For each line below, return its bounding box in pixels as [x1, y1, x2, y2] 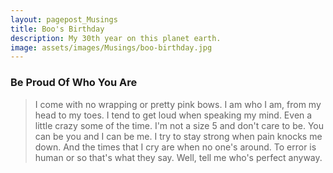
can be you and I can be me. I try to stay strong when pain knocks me [34, 130, 323, 142]
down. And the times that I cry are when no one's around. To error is [34, 141, 317, 153]
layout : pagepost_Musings [10, 14, 118, 25]
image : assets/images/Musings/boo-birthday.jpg [10, 42, 213, 53]
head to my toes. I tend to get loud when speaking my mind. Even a [34, 109, 313, 121]
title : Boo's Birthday [10, 24, 105, 34]
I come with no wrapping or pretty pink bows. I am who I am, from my [34, 98, 322, 110]
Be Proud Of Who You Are [10, 76, 138, 90]
